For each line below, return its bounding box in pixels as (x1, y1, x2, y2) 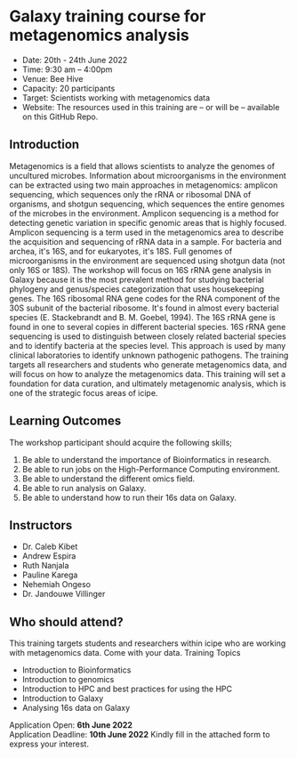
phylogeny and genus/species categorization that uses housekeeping (9, 283, 265, 294)
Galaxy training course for (9, 6, 206, 27)
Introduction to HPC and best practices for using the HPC (21, 683, 233, 695)
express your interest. (9, 738, 89, 749)
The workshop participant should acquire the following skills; (9, 437, 233, 448)
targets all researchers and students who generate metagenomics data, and (9, 359, 287, 370)
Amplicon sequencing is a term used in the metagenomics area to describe (9, 227, 285, 238)
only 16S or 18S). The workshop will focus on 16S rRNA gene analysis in (9, 264, 272, 275)
